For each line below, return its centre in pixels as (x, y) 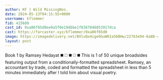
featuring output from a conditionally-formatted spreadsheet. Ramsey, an (78, 62)
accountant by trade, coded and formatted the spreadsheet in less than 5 (78, 67)
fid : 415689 (17, 23)
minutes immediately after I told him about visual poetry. (61, 72)
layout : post (18, 41)
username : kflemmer (25, 18)
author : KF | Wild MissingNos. (37, 9)
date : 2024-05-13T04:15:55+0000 (38, 14)
